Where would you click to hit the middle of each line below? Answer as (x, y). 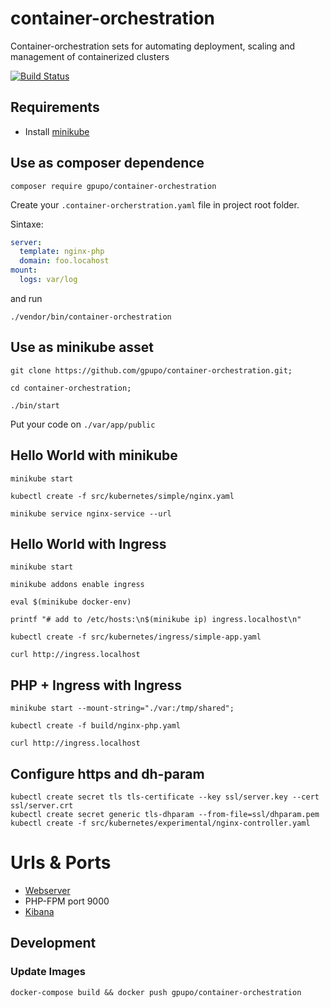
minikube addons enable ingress (77, 585)
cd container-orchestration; (71, 388)
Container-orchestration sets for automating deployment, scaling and (153, 46)
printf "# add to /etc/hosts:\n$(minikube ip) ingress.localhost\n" (156, 620)
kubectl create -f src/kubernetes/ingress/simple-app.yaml (136, 637)
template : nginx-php (62, 252)
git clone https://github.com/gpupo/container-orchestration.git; (151, 370)
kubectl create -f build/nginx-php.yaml (96, 726)
